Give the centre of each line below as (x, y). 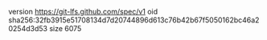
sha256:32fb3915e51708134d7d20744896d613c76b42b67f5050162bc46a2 (134, 20)
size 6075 (66, 28)
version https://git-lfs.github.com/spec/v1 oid (83, 12)
